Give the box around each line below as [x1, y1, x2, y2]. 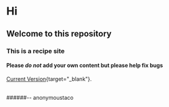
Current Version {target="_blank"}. [6, 75, 92, 83]
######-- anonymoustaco [6, 94, 74, 102]
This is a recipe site [6, 47, 65, 55]
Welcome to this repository [6, 29, 112, 39]
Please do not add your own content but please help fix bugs [6, 62, 164, 69]
